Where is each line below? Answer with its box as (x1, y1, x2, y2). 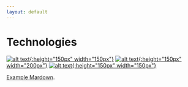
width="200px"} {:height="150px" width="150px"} (6, 61, 157, 69)
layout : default (6, 9, 48, 15)
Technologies (6, 35, 78, 49)
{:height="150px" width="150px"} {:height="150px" (29, 55, 182, 63)
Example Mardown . (6, 74, 55, 81)
